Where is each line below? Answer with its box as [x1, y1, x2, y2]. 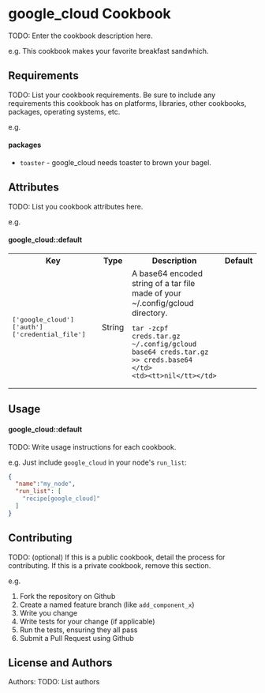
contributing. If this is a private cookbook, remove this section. [8, 560, 211, 570]
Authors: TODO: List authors [8, 677, 100, 687]
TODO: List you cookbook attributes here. [8, 201, 144, 211]
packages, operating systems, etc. [8, 107, 121, 116]
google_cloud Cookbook [8, 5, 171, 23]
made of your [131, 288, 181, 299]
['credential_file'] [12, 330, 86, 339]
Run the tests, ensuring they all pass [19, 625, 138, 635]
